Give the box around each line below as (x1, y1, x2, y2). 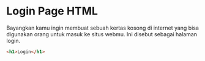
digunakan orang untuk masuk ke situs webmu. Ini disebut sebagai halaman (6, 30, 198, 37)
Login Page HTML (6, 4, 98, 18)
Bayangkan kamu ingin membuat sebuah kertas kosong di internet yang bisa (6, 24, 199, 31)
